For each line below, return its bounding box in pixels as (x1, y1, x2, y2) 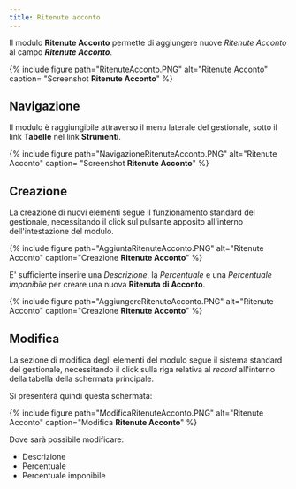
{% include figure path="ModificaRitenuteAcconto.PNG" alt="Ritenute (9, 408, 264, 418)
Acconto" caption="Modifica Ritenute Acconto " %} (9, 417, 197, 428)
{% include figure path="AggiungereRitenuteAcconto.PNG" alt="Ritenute (9, 296, 274, 307)
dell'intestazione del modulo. (9, 226, 115, 237)
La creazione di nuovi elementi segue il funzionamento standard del (9, 207, 256, 218)
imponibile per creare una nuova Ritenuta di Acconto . (9, 279, 206, 290)
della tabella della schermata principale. (9, 373, 155, 385)
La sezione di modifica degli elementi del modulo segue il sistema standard (9, 355, 283, 365)
